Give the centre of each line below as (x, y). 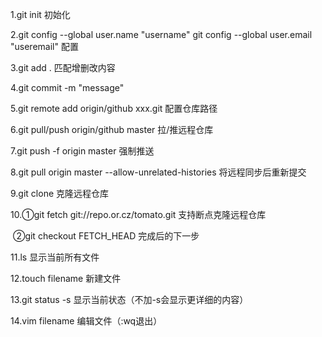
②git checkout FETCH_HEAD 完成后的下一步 (106, 236)
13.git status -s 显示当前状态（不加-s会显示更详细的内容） (129, 299)
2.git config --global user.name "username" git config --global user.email (161, 34)
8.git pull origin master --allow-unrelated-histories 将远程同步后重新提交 (158, 172)
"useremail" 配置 (44, 46)
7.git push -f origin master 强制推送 (82, 151)
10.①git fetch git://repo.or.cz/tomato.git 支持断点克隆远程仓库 (138, 214)
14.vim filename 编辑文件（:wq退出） (86, 321)
